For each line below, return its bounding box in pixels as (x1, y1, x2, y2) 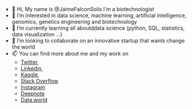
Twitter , (20, 59, 40, 65)
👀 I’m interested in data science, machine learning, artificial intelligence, (11, 12, 187, 19)
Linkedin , (20, 65, 43, 72)
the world (11, 43, 35, 50)
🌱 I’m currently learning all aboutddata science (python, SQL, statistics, (11, 24, 185, 31)
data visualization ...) (11, 31, 63, 38)
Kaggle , (20, 71, 40, 78)
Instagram (20, 84, 45, 91)
